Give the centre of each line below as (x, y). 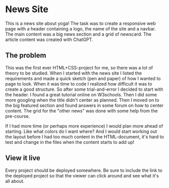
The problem (26, 55)
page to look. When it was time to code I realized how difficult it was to (79, 84)
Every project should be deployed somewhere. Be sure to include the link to (84, 170)
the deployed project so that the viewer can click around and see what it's (82, 175)
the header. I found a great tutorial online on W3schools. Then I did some (81, 94)
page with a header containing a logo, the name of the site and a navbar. (81, 28)
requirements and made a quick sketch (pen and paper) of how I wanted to (83, 78)
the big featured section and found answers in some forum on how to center (84, 105)
